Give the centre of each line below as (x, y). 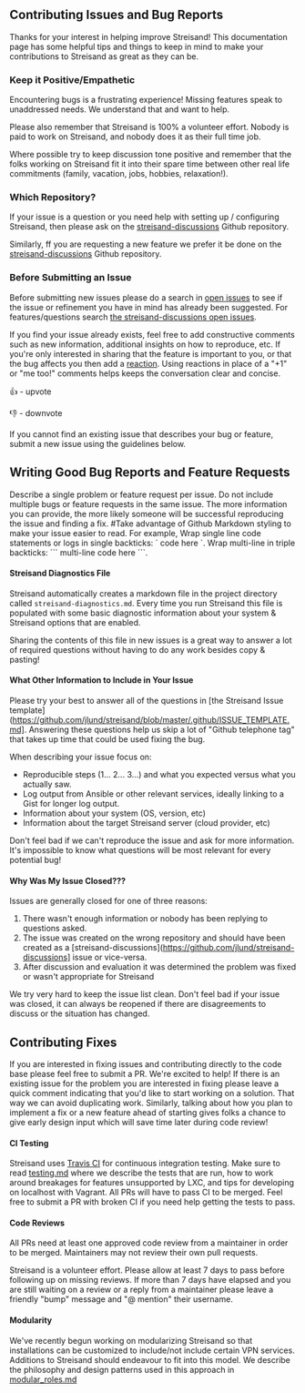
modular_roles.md (43, 1379)
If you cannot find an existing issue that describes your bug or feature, (142, 434)
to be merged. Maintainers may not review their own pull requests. (134, 1253)
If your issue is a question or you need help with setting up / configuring (144, 217)
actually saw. (47, 784)
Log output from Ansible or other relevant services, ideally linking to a (153, 793)
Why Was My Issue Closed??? (67, 880)
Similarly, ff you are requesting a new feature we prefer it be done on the (146, 244)
